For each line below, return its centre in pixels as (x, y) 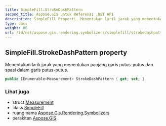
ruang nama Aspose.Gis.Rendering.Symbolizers (61, 113)
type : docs (16, 23)
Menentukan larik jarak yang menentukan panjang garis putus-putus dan (79, 64)
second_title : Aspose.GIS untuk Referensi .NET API (59, 14)
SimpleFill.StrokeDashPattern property (66, 53)
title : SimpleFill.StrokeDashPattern (44, 10)
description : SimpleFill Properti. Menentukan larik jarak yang (73, 19)
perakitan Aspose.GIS (34, 118)
